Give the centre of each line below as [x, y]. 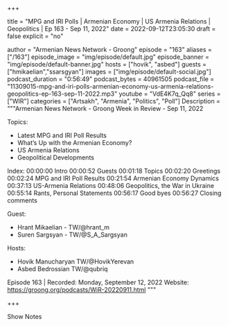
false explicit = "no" [35, 36]
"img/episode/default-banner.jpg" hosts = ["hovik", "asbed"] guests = [107, 64]
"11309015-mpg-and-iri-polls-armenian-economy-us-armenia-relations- [111, 86]
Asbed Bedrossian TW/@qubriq [62, 269]
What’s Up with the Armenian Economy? [74, 143]
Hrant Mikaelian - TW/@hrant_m [63, 227]
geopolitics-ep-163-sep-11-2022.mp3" [62, 94]
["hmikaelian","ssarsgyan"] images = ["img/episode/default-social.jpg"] [109, 71]
